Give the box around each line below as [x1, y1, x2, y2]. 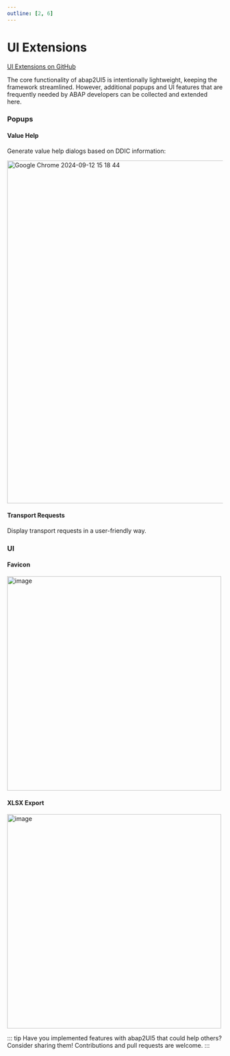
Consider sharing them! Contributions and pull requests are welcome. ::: [7, 1042, 210, 1050]
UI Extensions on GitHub [7, 62, 77, 71]
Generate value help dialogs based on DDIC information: [7, 147, 166, 155]
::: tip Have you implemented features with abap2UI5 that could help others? [7, 1034, 222, 1042]
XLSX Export [7, 798, 44, 806]
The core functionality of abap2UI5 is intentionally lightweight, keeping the [7, 75, 218, 84]
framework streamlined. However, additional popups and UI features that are [7, 83, 223, 91]
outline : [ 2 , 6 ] [7, 10, 53, 17]
